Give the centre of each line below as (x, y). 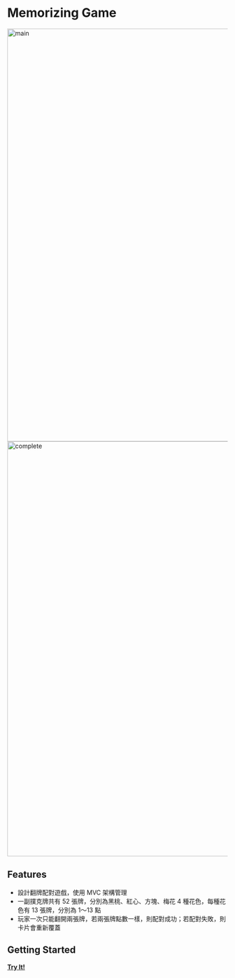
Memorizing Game (62, 13)
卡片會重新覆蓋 (39, 928)
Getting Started (42, 950)
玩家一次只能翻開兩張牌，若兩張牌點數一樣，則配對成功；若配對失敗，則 (121, 918)
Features (27, 875)
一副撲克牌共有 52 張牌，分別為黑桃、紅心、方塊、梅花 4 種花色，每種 (119, 901)
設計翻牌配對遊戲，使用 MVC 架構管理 (72, 892)
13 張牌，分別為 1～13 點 (66, 910)
